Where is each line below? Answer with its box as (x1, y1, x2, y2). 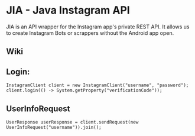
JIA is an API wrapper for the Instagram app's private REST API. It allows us (6, 23, 190, 30)
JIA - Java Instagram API (6, 4, 130, 17)
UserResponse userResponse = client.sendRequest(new (6, 119, 139, 125)
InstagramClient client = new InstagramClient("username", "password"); (6, 82, 189, 89)
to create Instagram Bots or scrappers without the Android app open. (6, 29, 174, 36)
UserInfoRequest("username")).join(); (6, 124, 102, 130)
